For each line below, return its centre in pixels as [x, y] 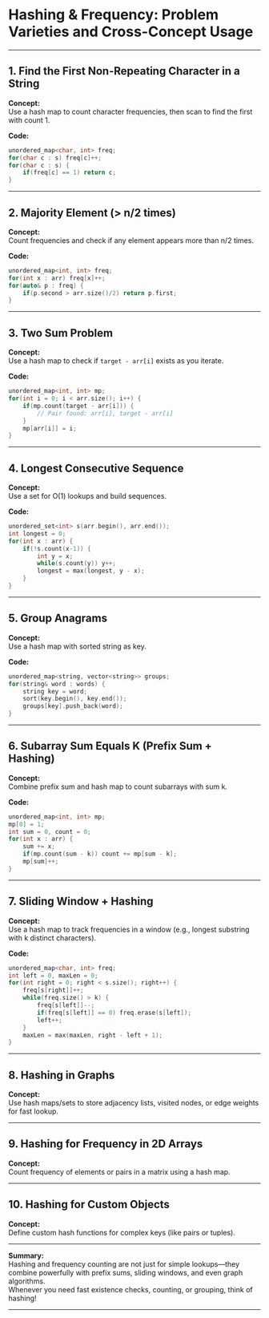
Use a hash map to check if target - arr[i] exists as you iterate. [116, 361]
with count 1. [29, 120]
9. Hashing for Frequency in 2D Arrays [106, 1144]
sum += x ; [39, 847]
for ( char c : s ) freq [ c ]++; [55, 158]
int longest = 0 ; [37, 534]
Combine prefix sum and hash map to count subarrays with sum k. [118, 786]
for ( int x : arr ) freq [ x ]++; [57, 278]
